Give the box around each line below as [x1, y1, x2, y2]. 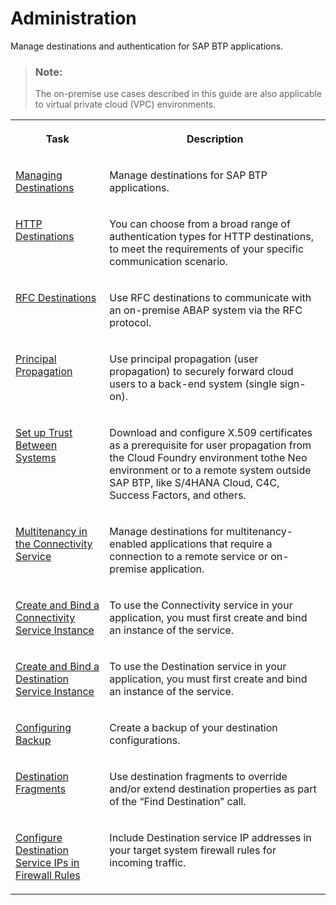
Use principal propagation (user [109, 352, 259, 366]
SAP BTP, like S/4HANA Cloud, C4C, [109, 476, 280, 490]
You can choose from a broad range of [109, 217, 291, 231]
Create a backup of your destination [109, 721, 278, 735]
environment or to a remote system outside [109, 463, 312, 477]
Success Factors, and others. [109, 488, 247, 502]
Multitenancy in [15, 525, 88, 539]
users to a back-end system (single [109, 377, 278, 391]
